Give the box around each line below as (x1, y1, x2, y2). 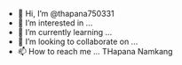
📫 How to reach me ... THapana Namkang (17, 47, 173, 56)
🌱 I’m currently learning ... (17, 27, 113, 37)
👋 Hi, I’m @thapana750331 (17, 9, 115, 18)
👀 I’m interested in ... (17, 18, 93, 28)
